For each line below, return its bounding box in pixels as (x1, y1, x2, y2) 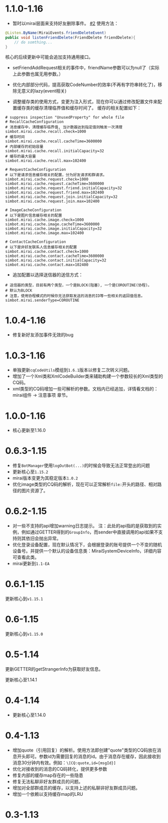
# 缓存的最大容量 (5, 154, 36, 159)
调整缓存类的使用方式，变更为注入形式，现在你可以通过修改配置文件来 (12, 99, 158, 105)
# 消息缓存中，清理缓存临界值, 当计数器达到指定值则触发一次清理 (5, 125, 123, 130)
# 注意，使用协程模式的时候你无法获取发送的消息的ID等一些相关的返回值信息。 (5, 294, 145, 299)
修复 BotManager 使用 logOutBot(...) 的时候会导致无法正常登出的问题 (12, 463, 150, 469)
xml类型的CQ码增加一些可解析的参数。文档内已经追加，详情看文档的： (12, 386, 159, 392)
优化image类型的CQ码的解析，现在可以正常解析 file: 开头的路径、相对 (12, 481, 157, 488)
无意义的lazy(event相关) (17, 88, 67, 94)
